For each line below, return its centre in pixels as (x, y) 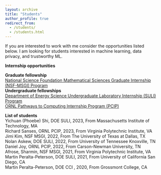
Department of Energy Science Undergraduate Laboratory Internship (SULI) (80, 96)
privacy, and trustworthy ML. (34, 56)
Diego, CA (15, 162)
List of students (21, 115)
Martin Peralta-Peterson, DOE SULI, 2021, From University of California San (80, 157)
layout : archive (21, 9)
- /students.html (27, 32)
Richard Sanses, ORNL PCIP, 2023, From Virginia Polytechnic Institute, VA (79, 131)
